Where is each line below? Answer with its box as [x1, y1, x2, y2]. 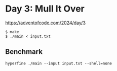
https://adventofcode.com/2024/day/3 [5, 20, 86, 26]
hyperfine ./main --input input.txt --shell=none [5, 61, 112, 66]
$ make [5, 29, 19, 34]
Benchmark [5, 47, 43, 56]
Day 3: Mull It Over [5, 3, 85, 15]
